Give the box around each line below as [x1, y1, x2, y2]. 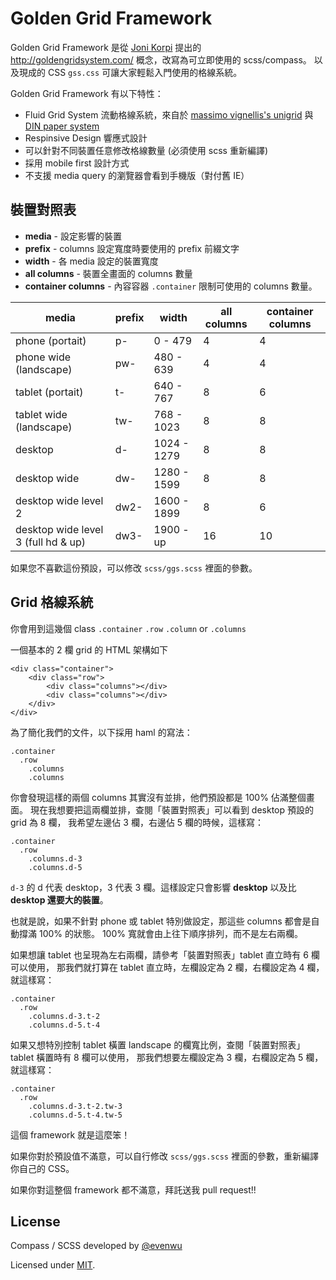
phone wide [15, 350, 72, 364]
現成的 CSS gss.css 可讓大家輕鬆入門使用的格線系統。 [18, 66, 243, 78]
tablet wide [15, 407, 68, 421]
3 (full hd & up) [15, 535, 87, 549]
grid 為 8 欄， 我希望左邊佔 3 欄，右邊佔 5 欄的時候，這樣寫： [10, 816, 265, 828]
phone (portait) [15, 333, 87, 347]
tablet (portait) [15, 385, 84, 399]
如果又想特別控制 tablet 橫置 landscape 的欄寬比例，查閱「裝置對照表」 [10, 1038, 306, 1051]
